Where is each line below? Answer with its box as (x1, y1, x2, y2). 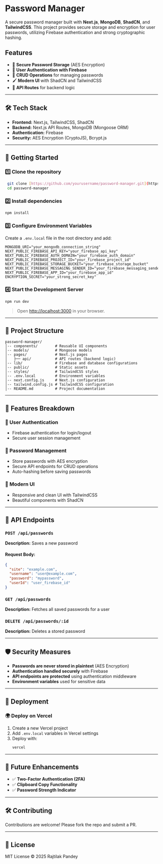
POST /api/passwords (5, 530, 54, 536)
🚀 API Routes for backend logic (12, 84, 75, 90)
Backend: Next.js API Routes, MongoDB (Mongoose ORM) (12, 124, 129, 130)
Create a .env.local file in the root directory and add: (5, 235, 112, 241)
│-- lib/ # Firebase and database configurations (5, 361, 138, 366)
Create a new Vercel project (12, 725, 68, 731)
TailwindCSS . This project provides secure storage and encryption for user (5, 24, 156, 30)
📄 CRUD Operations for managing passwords (12, 72, 103, 78)
